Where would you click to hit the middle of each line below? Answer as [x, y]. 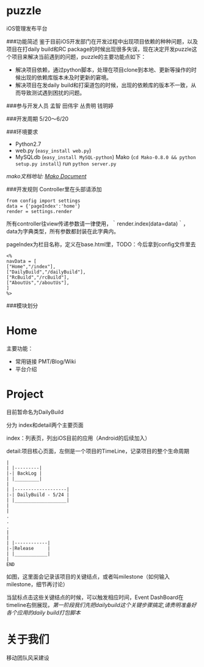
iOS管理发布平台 [27, 28]
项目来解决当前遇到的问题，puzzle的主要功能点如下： [79, 56]
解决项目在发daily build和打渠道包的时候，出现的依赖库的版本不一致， [103, 85]
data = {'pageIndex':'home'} [43, 206]
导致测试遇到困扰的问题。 [53, 92]
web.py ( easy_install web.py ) [53, 150]
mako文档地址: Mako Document [46, 176]
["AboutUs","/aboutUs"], [38, 282]
